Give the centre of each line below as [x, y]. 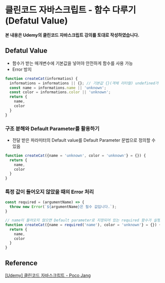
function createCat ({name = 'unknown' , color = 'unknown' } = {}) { [76, 155]
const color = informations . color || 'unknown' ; [60, 92]
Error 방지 [22, 69]
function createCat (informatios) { [41, 78]
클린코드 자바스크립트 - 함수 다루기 [71, 10]
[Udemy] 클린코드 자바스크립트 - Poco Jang [48, 276]
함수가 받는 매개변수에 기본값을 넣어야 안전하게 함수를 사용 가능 [72, 63]
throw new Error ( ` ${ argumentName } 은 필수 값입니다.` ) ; [63, 207]
